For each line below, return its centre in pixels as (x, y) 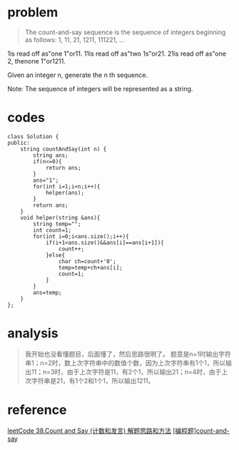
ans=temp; (47, 292)
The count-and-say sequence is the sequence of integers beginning (125, 32)
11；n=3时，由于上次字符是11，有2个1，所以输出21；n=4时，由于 (126, 372)
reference (37, 410)
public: (19, 143)
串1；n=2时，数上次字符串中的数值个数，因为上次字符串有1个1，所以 (125, 363)
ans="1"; (46, 180)
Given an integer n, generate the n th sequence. (78, 75)
